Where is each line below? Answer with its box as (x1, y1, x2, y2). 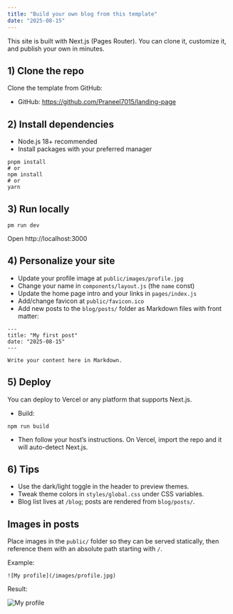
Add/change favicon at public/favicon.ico (17, 297, 145, 305)
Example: (7, 558, 35, 567)
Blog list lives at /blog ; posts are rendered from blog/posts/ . (17, 497, 195, 506)
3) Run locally (7, 203, 70, 215)
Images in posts (7, 518, 80, 530)
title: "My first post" (7, 332, 78, 339)
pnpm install (7, 158, 46, 166)
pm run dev (7, 222, 40, 229)
